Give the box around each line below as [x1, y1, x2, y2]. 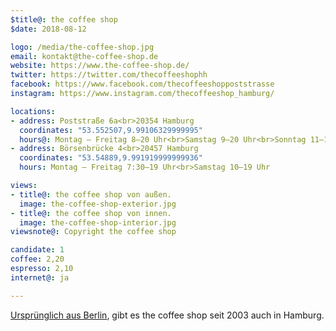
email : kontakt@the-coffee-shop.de [10, 51, 159, 61]
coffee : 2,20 [10, 254, 65, 265]
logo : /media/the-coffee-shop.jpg [10, 42, 155, 52]
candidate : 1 [10, 245, 65, 255]
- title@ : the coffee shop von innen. [10, 208, 172, 218]
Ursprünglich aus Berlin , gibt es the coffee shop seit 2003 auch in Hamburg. [10, 309, 325, 321]
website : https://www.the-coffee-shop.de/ [10, 61, 190, 71]
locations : [10, 106, 56, 116]
